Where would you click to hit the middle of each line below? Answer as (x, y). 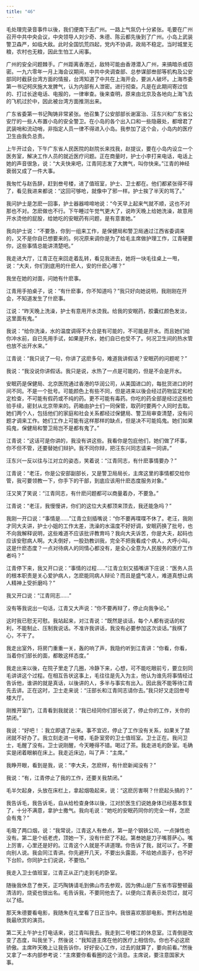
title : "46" (21, 12)
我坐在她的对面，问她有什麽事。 (45, 278)
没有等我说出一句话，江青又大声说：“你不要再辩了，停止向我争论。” (88, 608)
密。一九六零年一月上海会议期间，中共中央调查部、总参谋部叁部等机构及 (94, 71)
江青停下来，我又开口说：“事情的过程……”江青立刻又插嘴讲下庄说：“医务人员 (99, 568)
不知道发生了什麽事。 (42, 298)
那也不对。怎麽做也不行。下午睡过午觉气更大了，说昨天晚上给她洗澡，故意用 (99, 210)
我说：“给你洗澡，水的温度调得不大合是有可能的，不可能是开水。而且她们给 (98, 331)
